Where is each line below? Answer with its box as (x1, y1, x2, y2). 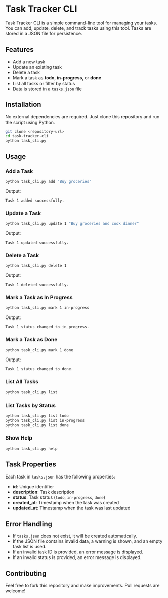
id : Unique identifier (12, 483, 54, 489)
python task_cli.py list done (5, 422, 69, 428)
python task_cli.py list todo (5, 413, 69, 418)
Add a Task (5, 168, 33, 175)
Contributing (5, 569, 47, 578)
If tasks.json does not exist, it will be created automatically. (12, 533, 138, 539)
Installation (5, 100, 41, 109)
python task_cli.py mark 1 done (5, 347, 73, 352)
